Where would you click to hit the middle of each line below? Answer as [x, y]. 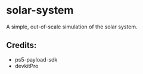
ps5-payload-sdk [36, 59]
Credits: [21, 45]
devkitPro [27, 66]
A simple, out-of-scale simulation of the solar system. [72, 27]
